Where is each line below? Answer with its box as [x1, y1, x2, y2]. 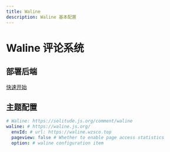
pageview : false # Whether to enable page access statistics [11, 134, 165, 140]
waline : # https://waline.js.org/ [6, 124, 91, 130]
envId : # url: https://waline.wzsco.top [11, 129, 112, 136]
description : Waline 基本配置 [6, 14, 76, 20]
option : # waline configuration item [11, 140, 104, 146]
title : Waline [6, 8, 41, 15]
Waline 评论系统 [6, 41, 84, 55]
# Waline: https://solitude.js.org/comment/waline [6, 118, 133, 124]
